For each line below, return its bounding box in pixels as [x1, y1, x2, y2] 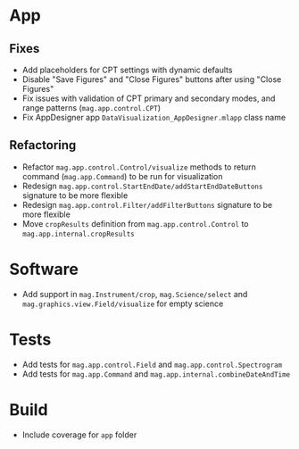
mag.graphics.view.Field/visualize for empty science [21, 298, 224, 309]
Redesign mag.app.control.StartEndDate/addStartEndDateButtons [21, 180, 263, 191]
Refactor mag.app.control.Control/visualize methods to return [21, 162, 257, 172]
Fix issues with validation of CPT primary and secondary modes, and [21, 93, 276, 104]
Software [9, 260, 79, 279]
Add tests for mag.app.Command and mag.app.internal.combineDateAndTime [21, 368, 291, 379]
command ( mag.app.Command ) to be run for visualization [21, 170, 223, 181]
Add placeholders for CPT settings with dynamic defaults [21, 64, 233, 75]
